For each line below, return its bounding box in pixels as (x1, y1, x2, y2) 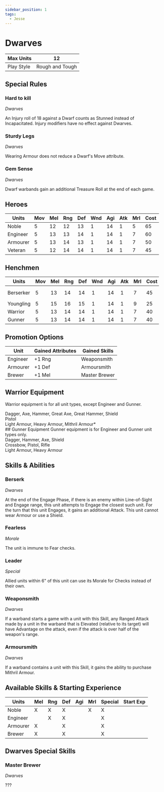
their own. (5, 583, 25, 589)
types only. (5, 431, 28, 437)
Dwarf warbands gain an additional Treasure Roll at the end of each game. (5, 186, 155, 192)
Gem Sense (5, 165, 33, 172)
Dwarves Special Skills (5, 747, 76, 755)
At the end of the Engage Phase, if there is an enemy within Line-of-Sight (5, 496, 152, 502)
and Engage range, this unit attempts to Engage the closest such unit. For (5, 502, 153, 508)
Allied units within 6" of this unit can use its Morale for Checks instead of (5, 578, 151, 584)
